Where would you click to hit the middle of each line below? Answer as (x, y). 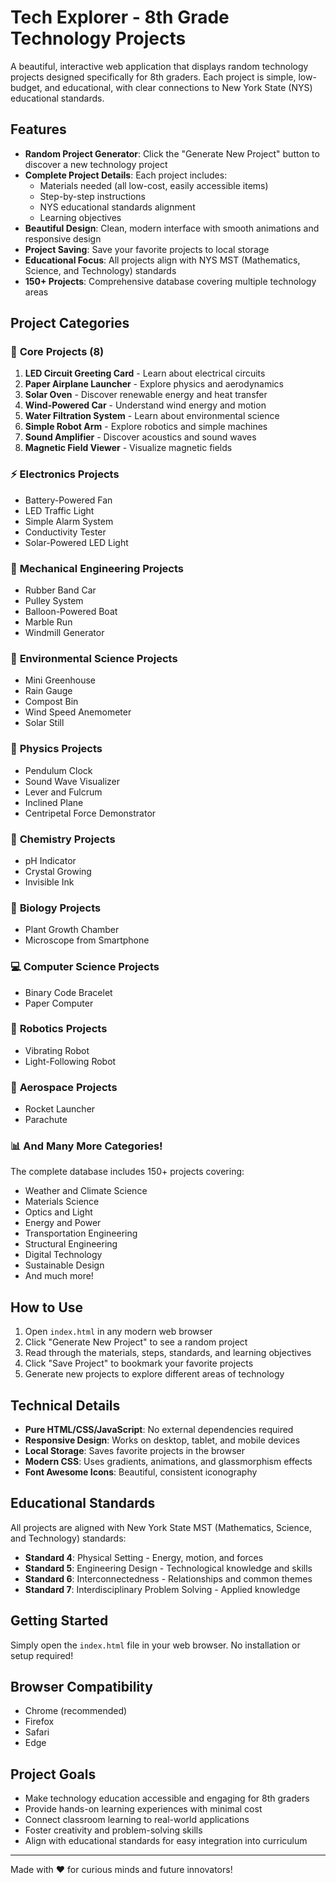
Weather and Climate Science (86, 1191)
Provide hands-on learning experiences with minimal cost (143, 1809)
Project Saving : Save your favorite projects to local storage (147, 249)
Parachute (46, 1120)
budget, (26, 87)
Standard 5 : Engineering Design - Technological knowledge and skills (168, 1568)
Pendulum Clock (58, 770)
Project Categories (70, 323)
